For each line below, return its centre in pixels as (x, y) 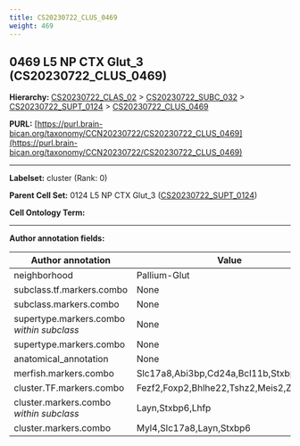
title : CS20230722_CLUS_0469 (63, 17)
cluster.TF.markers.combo (69, 388)
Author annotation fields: (57, 238)
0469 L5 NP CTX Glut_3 (76, 62)
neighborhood (44, 276)
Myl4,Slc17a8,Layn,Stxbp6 (194, 428)
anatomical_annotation (61, 359)
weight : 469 (31, 26)
